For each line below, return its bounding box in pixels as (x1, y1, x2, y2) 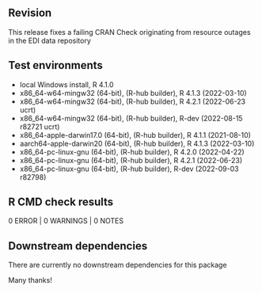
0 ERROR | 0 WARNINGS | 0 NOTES (8, 216, 124, 226)
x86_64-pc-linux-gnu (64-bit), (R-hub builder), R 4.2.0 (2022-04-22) (19, 146, 245, 157)
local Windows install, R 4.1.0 (19, 79, 114, 89)
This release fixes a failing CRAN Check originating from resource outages (8, 27, 251, 36)
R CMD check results (8, 196, 114, 209)
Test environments (8, 59, 103, 72)
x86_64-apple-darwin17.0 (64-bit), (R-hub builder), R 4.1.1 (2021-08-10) (19, 130, 252, 139)
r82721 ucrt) (19, 122, 60, 131)
